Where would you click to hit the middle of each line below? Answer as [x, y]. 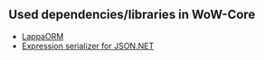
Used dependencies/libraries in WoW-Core [132, 15]
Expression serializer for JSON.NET [88, 46]
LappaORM [42, 36]
